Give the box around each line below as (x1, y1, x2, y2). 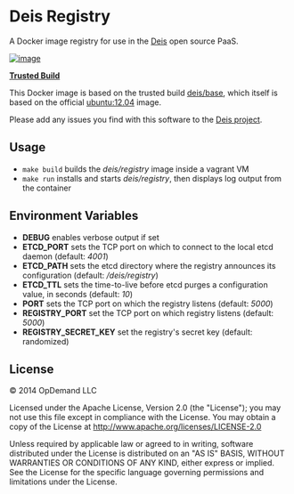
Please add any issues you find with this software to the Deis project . (9, 114, 263, 125)
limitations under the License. (9, 476, 118, 487)
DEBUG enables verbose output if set (21, 231, 160, 242)
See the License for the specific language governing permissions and (9, 467, 265, 478)
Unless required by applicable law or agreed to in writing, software (9, 439, 254, 449)
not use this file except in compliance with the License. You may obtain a (9, 412, 276, 423)
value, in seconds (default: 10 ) (21, 288, 134, 299)
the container (21, 182, 72, 193)
